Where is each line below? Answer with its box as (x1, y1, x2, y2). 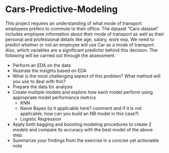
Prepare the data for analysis (12, 83, 73, 89)
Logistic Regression (20, 116, 62, 122)
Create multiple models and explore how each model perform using (12, 89, 153, 95)
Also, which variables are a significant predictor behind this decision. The (5, 47, 158, 53)
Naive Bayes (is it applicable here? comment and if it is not (20, 105, 142, 111)
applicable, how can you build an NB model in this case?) (20, 110, 139, 117)
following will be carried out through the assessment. (5, 52, 116, 59)
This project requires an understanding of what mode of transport (5, 20, 142, 26)
